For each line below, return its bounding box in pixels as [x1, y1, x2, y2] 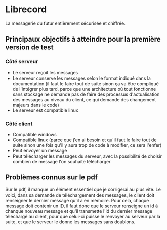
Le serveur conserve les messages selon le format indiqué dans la [12, 75, 151, 81]
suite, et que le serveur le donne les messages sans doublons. [5, 219, 136, 225]
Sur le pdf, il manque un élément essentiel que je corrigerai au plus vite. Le [5, 186, 161, 193]
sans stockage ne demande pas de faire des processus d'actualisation [12, 91, 160, 97]
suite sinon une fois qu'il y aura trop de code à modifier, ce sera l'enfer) [12, 142, 162, 148]
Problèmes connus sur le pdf [5, 173, 98, 182]
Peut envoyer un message [12, 147, 67, 154]
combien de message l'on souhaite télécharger [12, 158, 111, 164]
